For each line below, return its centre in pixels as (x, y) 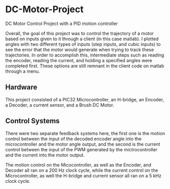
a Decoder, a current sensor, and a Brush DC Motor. (60, 105)
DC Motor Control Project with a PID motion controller (62, 23)
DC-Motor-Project (44, 9)
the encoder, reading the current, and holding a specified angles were (79, 60)
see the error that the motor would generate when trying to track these (80, 49)
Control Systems (32, 121)
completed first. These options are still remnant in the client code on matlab (85, 66)
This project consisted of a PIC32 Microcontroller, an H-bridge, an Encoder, (85, 99)
